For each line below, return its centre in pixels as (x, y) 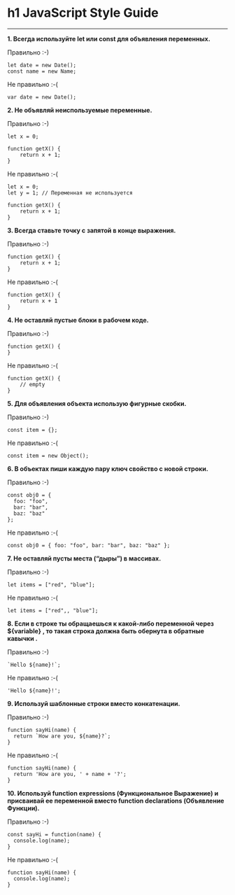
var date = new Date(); (42, 97)
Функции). (23, 808)
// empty (33, 384)
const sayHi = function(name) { (54, 834)
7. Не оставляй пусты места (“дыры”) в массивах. (84, 558)
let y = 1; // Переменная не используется (70, 193)
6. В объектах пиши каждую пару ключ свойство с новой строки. (108, 468)
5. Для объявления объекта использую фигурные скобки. (97, 403)
